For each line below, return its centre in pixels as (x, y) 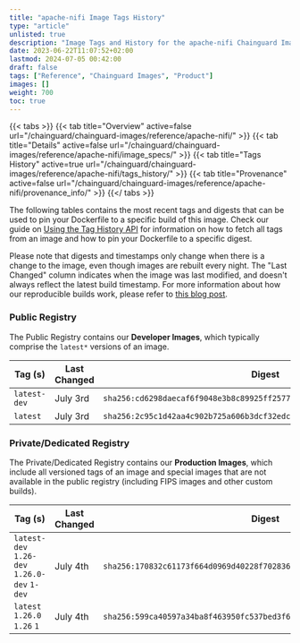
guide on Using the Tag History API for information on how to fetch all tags (146, 229)
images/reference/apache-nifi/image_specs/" (93, 155)
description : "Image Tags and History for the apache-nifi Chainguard (143, 43)
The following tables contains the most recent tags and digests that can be (147, 210)
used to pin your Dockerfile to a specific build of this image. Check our (139, 219)
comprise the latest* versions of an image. (89, 347)
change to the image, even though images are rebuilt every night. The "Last (148, 266)
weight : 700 (31, 92)
